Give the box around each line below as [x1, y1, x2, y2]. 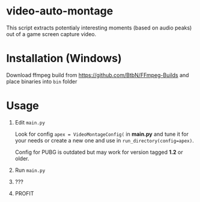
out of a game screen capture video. [6, 30, 97, 37]
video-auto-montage [6, 4, 114, 18]
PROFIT [14, 189, 34, 197]
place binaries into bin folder [6, 78, 77, 85]
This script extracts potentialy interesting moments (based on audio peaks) [6, 24, 192, 31]
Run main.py [14, 167, 46, 174]
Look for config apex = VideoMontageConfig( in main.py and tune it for [14, 130, 189, 138]
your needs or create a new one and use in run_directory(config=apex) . [14, 136, 194, 144]
